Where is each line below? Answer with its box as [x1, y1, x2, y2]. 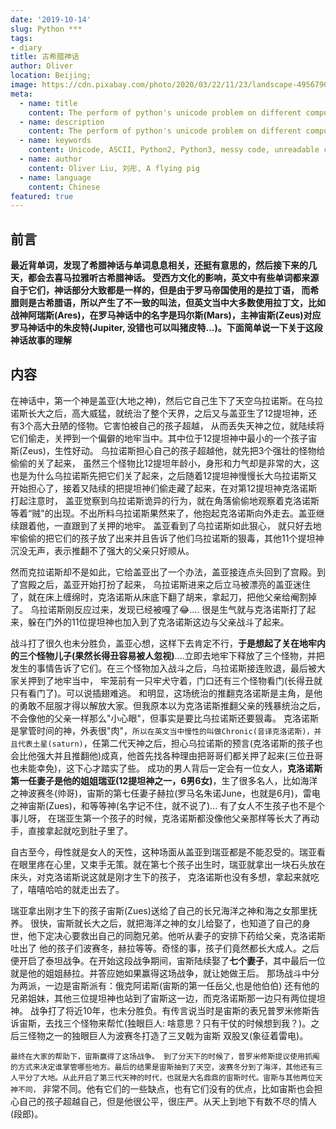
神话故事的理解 [10, 334, 72, 346]
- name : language [19, 172, 92, 183]
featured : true [10, 191, 74, 201]
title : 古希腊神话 [10, 52, 80, 62]
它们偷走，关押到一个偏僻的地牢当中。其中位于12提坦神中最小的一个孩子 [10, 432, 309, 444]
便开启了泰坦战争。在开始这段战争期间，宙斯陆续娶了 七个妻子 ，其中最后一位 [10, 954, 326, 966]
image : [10, 80, 38, 90]
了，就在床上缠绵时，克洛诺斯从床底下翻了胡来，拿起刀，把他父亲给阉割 [10, 591, 308, 603]
